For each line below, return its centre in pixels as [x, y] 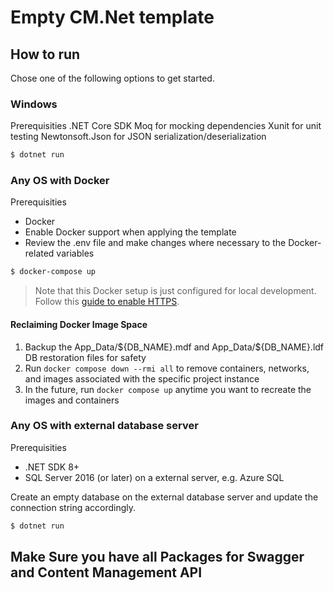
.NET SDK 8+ [52, 467]
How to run [45, 54]
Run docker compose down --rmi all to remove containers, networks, [167, 368]
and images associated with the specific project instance [142, 378]
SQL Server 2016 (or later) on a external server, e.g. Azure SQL [154, 477]
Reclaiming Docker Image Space [79, 324]
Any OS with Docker [60, 181]
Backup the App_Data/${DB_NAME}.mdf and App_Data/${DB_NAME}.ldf [174, 347]
